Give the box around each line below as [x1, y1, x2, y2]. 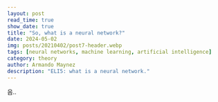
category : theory [7, 55, 57, 62]
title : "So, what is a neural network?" [7, 29, 126, 37]
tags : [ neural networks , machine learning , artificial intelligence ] [7, 49, 212, 56]
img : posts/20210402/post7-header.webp [7, 42, 122, 49]
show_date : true [7, 23, 54, 30]
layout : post [7, 10, 45, 17]
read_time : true [7, 17, 54, 23]
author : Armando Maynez [7, 61, 76, 68]
